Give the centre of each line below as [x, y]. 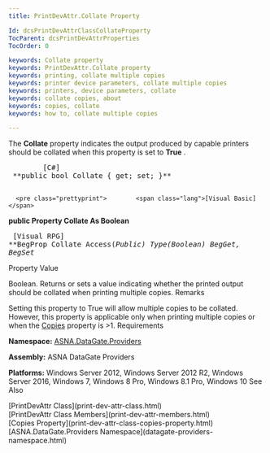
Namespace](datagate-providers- [157, 432]
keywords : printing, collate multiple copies [87, 76]
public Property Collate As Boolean [69, 221]
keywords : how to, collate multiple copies [83, 113]
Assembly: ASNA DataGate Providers [72, 357]
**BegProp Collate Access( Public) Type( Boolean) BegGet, [124, 244]
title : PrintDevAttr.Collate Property [74, 16]
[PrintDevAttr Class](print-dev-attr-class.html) [85, 406]
